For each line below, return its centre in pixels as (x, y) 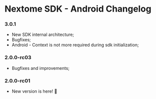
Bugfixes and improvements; (40, 68)
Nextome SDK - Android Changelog (78, 9)
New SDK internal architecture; (43, 34)
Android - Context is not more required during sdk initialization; (75, 45)
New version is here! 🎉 (34, 91)
